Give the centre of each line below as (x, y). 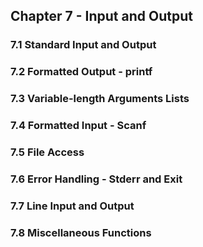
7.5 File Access (47, 152)
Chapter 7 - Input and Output (101, 16)
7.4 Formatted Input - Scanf (78, 126)
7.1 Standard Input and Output (83, 45)
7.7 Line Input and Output (72, 206)
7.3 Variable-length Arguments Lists (100, 99)
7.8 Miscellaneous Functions (81, 232)
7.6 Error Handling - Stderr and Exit (96, 179)
